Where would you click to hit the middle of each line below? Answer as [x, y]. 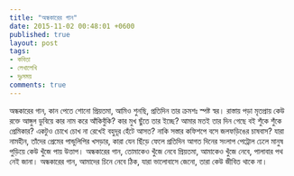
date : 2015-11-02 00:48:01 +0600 [72, 26]
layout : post [34, 43]
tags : [19, 51]
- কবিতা [20, 60]
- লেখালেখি [23, 69]
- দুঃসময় [21, 77]
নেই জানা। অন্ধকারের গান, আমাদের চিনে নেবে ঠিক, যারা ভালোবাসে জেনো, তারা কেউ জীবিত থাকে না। [138, 161]
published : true [40, 34]
